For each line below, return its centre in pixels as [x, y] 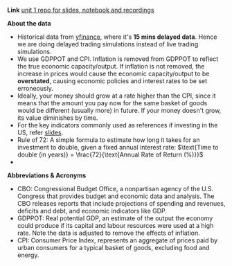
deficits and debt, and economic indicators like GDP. [92, 211]
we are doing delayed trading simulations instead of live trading [108, 44]
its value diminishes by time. [57, 118]
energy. [28, 255]
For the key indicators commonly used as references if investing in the [117, 125]
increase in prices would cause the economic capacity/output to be [113, 73]
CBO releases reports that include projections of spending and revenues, [121, 203]
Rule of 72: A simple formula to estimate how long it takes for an [108, 140]
